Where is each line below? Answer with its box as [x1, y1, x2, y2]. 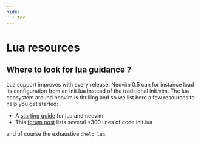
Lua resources [6, 41, 80, 55]
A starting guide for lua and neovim [15, 111, 104, 119]
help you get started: [6, 100, 59, 107]
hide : [6, 8, 20, 15]
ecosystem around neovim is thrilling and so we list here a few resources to [6, 93, 196, 101]
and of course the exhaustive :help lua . [6, 130, 107, 137]
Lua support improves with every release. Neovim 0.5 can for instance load [6, 81, 194, 88]
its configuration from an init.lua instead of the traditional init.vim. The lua [6, 87, 189, 95]
